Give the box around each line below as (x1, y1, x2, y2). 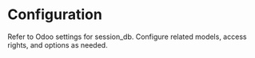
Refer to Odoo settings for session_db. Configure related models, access (7, 32, 247, 41)
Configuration (7, 6, 103, 24)
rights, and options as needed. (7, 40, 109, 49)
